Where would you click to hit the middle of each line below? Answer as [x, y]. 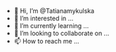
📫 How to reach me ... [46, 41]
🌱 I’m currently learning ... [51, 26]
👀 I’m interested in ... [44, 18]
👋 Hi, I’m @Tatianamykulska [54, 11]
